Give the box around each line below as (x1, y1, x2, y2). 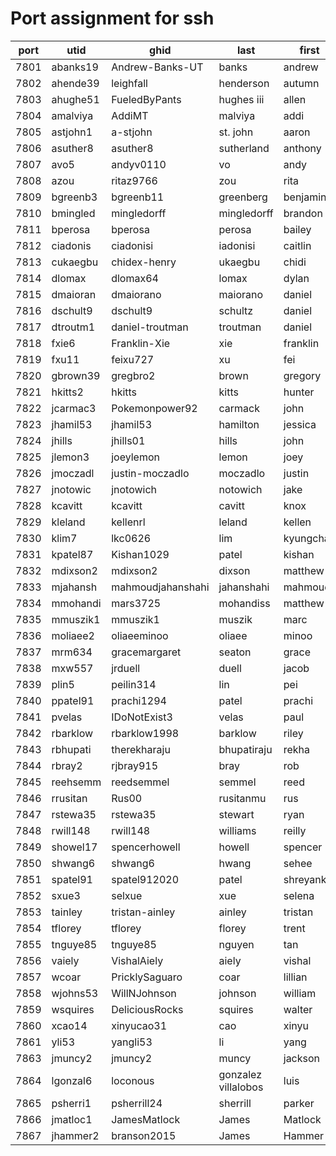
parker (283, 1096, 315, 1110)
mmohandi (51, 596, 102, 610)
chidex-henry (111, 255, 177, 269)
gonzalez (218, 1067, 262, 1081)
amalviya (51, 108, 94, 122)
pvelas (51, 710, 83, 724)
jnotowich (111, 482, 158, 496)
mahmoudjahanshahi (111, 580, 210, 594)
